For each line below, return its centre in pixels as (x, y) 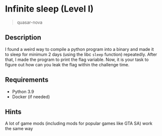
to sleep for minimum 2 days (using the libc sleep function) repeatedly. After (81, 54)
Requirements (27, 80)
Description (23, 38)
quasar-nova (30, 22)
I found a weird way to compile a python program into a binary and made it (80, 49)
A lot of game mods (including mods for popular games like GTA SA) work (79, 123)
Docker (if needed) (31, 97)
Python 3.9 (23, 91)
